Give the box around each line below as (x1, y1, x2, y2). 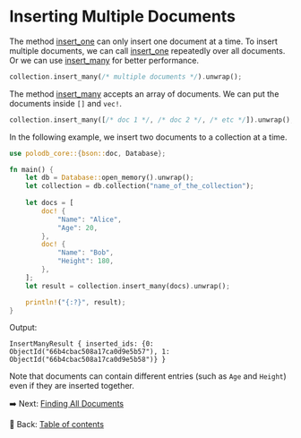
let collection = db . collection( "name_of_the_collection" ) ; (25, 182, 254, 191)
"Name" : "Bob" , (56, 248, 115, 257)
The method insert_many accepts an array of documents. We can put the (9, 88, 279, 99)
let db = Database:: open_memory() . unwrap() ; (25, 173, 194, 183)
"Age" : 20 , (56, 223, 99, 232)
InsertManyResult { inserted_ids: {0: (9, 339, 154, 348)
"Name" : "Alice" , (56, 215, 123, 224)
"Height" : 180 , (56, 257, 115, 266)
